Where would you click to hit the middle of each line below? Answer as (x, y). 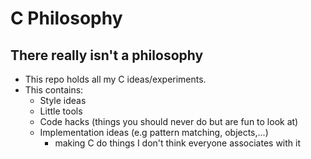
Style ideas (63, 100)
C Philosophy (66, 18)
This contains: (54, 90)
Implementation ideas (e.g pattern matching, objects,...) (154, 132)
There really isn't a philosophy (107, 55)
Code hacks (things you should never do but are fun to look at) (169, 121)
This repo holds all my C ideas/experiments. (115, 79)
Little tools (61, 111)
